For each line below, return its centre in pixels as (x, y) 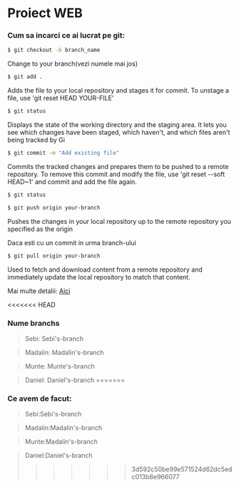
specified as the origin (40, 229)
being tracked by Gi (36, 140)
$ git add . (25, 77)
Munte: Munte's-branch (60, 366)
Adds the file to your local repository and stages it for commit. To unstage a (118, 91)
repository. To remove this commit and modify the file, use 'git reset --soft (116, 174)
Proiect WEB (45, 13)
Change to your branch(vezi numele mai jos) (72, 64)
